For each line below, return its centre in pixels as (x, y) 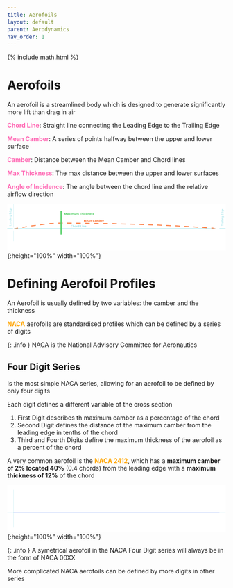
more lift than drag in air (42, 112)
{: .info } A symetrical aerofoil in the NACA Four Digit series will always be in (115, 550)
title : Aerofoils (32, 15)
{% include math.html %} (43, 57)
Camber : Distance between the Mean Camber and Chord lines (96, 160)
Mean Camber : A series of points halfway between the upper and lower (110, 139)
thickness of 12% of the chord (51, 475)
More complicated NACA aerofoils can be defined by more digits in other (111, 571)
